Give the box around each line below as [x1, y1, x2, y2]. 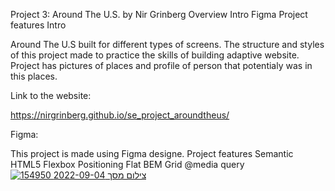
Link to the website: [10, 90, 92, 101]
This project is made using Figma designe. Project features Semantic [10, 148, 294, 159]
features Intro [10, 19, 67, 31]
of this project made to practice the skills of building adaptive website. [10, 49, 300, 61]
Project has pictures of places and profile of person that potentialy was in [10, 60, 313, 71]
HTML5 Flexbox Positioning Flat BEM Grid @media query [10, 159, 245, 170]
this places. [10, 70, 58, 82]
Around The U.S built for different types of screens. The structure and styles [10, 39, 325, 50]
